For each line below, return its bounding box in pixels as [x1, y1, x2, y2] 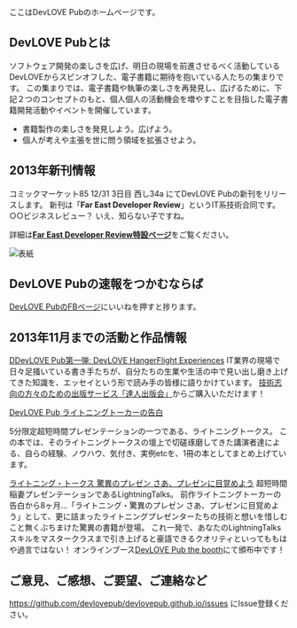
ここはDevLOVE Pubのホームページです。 [9, 7, 160, 17]
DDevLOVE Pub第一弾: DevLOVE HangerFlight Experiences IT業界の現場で [9, 355, 281, 366]
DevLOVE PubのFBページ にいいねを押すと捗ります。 [9, 301, 201, 312]
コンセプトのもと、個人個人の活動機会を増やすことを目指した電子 [39, 93, 281, 104]
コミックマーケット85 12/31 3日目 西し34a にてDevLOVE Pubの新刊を [9, 188, 264, 198]
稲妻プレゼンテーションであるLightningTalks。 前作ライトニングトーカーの [9, 489, 282, 500]
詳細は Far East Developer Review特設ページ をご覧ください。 [9, 229, 234, 240]
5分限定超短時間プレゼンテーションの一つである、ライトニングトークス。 [9, 426, 277, 437]
